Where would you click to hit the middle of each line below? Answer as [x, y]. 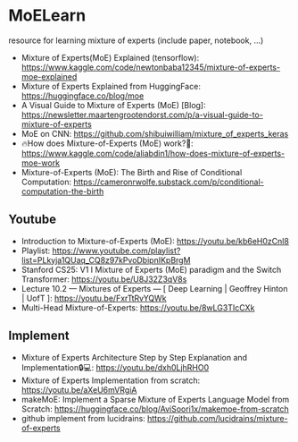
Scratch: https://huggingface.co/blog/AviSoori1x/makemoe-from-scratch [155, 409]
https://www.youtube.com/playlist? [116, 251]
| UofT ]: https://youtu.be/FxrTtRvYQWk [94, 298]
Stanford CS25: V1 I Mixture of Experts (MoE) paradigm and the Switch [151, 269]
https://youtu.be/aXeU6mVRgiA [79, 389]
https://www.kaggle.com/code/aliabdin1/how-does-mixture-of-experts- [153, 153]
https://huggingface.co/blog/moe [83, 96]
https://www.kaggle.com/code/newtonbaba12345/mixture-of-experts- [151, 67]
